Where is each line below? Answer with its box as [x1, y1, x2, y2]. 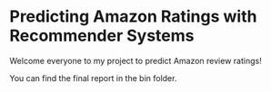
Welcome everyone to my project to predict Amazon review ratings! [9, 55, 262, 66]
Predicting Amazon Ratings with [9, 6, 257, 27]
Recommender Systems [9, 25, 195, 46]
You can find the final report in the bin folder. [9, 72, 177, 83]
